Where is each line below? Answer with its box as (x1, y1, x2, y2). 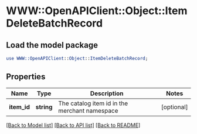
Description (90, 89, 124, 98)
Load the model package (6, 40, 98, 50)
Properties (6, 72, 46, 82)
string (35, 103, 53, 111)
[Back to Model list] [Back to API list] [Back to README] (6, 122, 141, 129)
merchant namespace (58, 106, 118, 115)
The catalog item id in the (58, 99, 128, 107)
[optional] (161, 103, 188, 111)
